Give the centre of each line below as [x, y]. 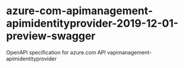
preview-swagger [51, 36]
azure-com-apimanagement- [80, 11]
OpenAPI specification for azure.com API [56, 52]
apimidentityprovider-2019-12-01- [92, 23]
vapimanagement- [130, 52]
